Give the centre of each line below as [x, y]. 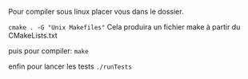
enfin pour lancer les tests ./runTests [70, 66]
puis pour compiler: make [49, 51]
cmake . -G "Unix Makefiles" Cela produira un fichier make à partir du [124, 27]
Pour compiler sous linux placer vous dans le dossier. [96, 12]
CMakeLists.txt [33, 36]
